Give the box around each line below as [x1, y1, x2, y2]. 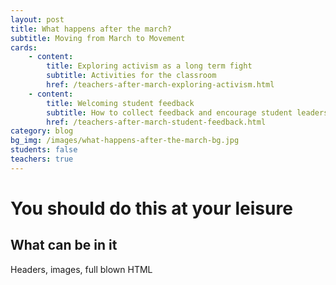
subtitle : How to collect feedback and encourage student [46, 107, 293, 118]
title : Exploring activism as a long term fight [46, 61, 253, 71]
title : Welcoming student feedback [46, 98, 195, 108]
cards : [10, 42, 38, 53]
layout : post [10, 14, 65, 25]
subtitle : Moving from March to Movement [10, 33, 186, 43]
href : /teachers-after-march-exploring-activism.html [46, 80, 275, 90]
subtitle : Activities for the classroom [46, 71, 217, 81]
